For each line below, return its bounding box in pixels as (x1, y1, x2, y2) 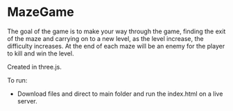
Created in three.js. (7, 62, 62, 71)
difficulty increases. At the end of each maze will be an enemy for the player (7, 42, 225, 50)
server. (17, 96, 38, 105)
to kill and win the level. (7, 49, 74, 58)
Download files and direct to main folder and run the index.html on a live (17, 89, 223, 98)
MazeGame (7, 4, 74, 20)
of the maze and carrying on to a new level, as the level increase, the (7, 34, 204, 42)
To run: (7, 76, 28, 84)
